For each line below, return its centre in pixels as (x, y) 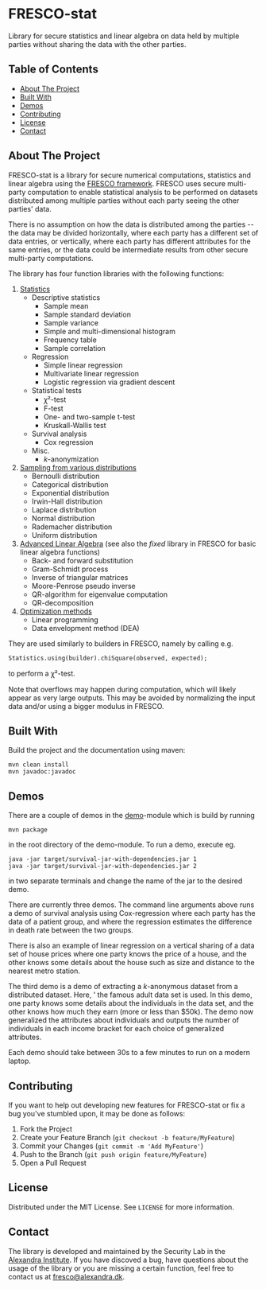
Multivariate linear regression (91, 373)
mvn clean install (39, 765)
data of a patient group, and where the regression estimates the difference (130, 922)
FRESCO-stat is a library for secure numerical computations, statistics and (130, 175)
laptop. (20, 1061)
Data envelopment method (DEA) (86, 628)
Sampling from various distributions (78, 467)
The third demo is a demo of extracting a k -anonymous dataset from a (123, 987)
